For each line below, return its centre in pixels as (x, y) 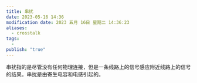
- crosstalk (26, 33)
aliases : (17, 28)
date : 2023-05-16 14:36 (35, 17)
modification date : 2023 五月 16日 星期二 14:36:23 (68, 22)
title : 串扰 (20, 11)
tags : (13, 39)
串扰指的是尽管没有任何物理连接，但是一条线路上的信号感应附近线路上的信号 (98, 67)
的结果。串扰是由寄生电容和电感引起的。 (55, 74)
